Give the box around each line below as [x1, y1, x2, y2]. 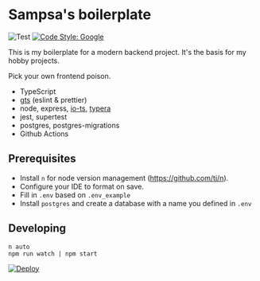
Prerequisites [8, 152, 76, 166]
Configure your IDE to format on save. [19, 181, 145, 191]
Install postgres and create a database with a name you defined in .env [19, 198, 252, 208]
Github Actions [19, 129, 69, 139]
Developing [8, 221, 66, 236]
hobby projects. [8, 56, 60, 65]
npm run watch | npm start [8, 249, 98, 258]
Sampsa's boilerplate [8, 6, 152, 24]
